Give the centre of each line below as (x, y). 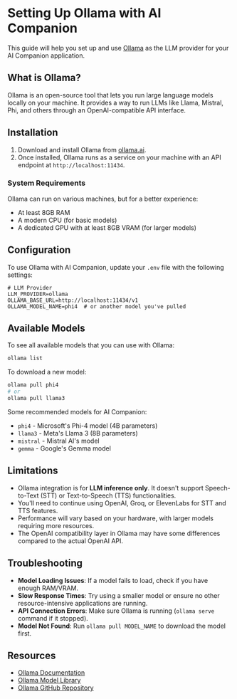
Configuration (39, 250)
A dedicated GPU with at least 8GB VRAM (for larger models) (107, 227)
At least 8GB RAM (44, 212)
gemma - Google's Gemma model (64, 448)
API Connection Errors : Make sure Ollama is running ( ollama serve (116, 611)
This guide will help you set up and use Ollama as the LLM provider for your (118, 48)
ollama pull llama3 (36, 399)
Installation (33, 133)
